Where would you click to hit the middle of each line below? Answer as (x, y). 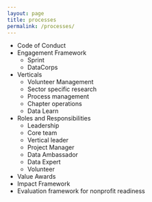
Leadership (43, 126)
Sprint (36, 60)
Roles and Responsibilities (54, 118)
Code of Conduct (41, 46)
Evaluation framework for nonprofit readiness (81, 191)
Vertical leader (48, 140)
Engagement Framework (52, 53)
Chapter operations (54, 104)
